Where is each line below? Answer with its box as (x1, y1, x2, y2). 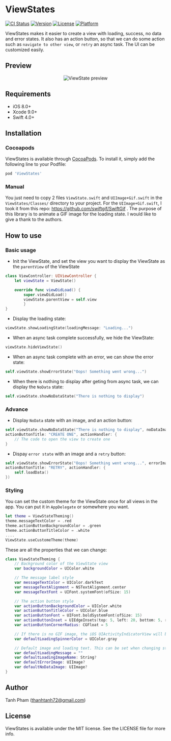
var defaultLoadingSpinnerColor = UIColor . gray (14, 636, 117, 641)
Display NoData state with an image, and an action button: (12, 417, 133, 424)
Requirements (5, 90, 51, 98)
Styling (5, 486, 24, 493)
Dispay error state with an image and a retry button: (12, 451, 126, 457)
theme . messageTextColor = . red (5, 518, 72, 524)
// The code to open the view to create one (14, 436, 110, 442)
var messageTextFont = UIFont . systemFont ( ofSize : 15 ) (14, 589, 131, 595)
